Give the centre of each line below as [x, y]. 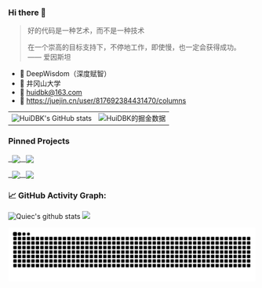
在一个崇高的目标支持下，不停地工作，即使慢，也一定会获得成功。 [134, 47]
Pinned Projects [39, 141]
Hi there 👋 [27, 13]
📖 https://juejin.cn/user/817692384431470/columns [103, 100]
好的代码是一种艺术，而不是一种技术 [86, 31]
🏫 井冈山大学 [40, 84]
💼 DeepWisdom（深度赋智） [65, 74]
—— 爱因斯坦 [49, 57]
